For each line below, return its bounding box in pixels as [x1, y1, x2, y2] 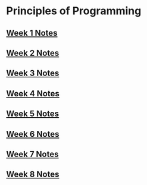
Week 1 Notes [6, 28, 58, 38]
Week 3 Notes [6, 68, 60, 79]
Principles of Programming [6, 4, 142, 18]
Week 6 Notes [6, 129, 60, 139]
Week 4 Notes [6, 88, 60, 99]
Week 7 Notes [6, 149, 59, 159]
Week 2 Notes [6, 48, 60, 58]
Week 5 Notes [6, 109, 60, 119]
